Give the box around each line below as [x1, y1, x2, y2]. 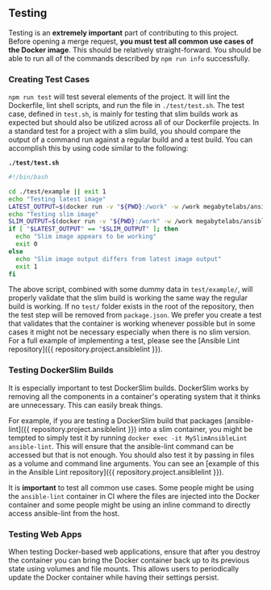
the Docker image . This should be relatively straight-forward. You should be [8, 44, 262, 55]
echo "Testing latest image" [8, 195, 106, 203]
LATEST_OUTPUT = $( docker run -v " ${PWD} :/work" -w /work [8, 202, 200, 210]
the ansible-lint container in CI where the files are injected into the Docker [8, 491, 261, 501]
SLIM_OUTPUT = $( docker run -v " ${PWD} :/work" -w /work [8, 218, 194, 226]
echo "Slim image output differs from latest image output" [15, 255, 222, 263]
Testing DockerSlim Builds [8, 364, 115, 376]
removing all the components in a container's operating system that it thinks [8, 391, 261, 401]
